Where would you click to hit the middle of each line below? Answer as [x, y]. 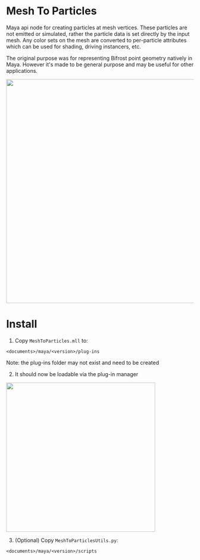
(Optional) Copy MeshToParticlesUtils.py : [66, 540]
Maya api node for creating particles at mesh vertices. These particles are [97, 27]
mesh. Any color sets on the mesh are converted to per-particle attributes [96, 40]
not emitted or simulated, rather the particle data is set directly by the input [98, 33]
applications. [22, 70]
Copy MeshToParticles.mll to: [51, 340]
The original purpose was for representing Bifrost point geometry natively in [99, 58]
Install [22, 324]
